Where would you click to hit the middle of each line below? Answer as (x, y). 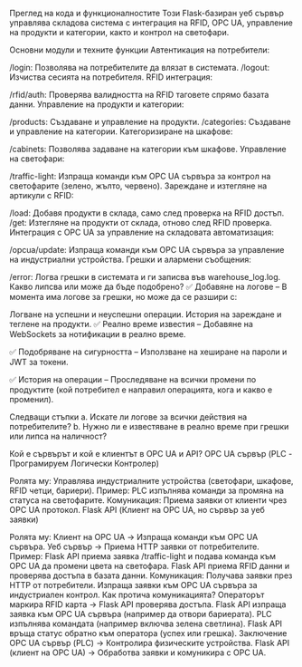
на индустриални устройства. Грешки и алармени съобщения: (130, 259)
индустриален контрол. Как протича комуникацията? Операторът (137, 594)
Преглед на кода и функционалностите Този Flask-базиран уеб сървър (147, 13)
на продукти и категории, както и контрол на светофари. (119, 32)
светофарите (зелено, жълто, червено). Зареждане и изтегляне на (138, 186)
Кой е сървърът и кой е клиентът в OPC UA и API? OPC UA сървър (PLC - (151, 454)
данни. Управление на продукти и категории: (97, 104)
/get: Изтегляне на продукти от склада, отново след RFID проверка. (141, 222)
